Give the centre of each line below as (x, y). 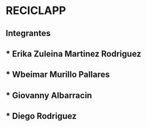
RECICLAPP (36, 11)
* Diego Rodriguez (41, 116)
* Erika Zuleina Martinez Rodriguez (73, 53)
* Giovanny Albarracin (49, 95)
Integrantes (28, 33)
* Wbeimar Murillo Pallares (58, 75)
